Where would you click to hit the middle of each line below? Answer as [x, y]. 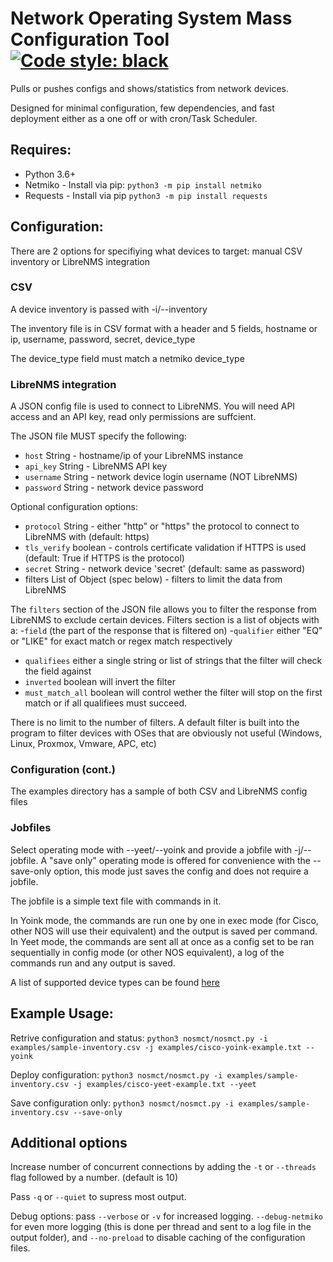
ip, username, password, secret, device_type [103, 339]
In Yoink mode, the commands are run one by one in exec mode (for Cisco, [164, 920]
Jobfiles [31, 828]
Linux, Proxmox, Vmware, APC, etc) [83, 744]
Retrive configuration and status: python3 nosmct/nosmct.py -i [139, 1038]
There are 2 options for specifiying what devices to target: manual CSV [156, 251]
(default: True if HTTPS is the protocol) [104, 558]
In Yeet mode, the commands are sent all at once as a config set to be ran [162, 941]
